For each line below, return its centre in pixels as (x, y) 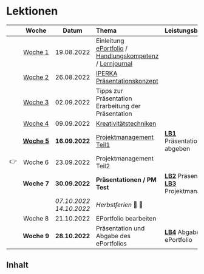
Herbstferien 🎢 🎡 (120, 205)
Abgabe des (113, 236)
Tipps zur (110, 91)
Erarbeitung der (118, 106)
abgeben (177, 148)
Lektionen (32, 11)
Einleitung (110, 41)
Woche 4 (36, 123)
